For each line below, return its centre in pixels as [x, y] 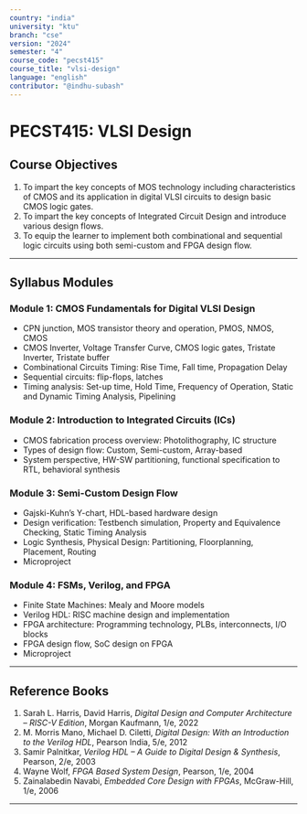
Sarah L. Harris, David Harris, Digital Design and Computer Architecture [157, 713]
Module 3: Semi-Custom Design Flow [94, 493]
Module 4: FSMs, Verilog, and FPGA [90, 584]
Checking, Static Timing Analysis [85, 532]
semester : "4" [37, 52]
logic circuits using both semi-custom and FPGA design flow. [138, 245]
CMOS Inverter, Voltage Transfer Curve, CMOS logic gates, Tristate [149, 348]
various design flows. [63, 226]
